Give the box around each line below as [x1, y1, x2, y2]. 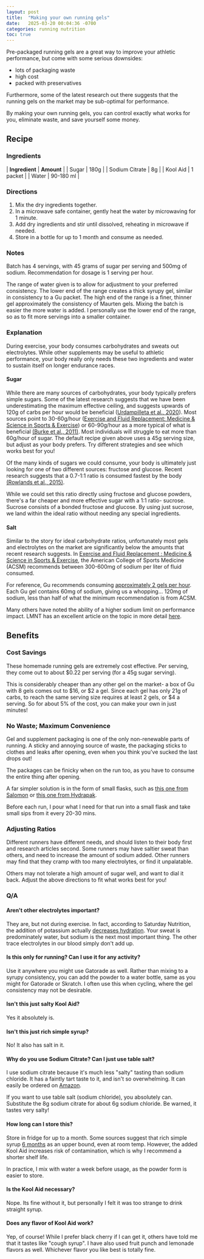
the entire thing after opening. [6, 773, 81, 780]
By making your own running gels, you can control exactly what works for [6, 110, 191, 117]
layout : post [6, 9, 39, 15]
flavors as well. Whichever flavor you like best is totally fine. [6, 1246, 156, 1253]
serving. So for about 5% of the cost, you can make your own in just [6, 700, 177, 707]
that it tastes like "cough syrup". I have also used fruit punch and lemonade [6, 1240, 194, 1247]
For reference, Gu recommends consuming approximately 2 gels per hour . [6, 581, 192, 589]
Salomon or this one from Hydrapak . [6, 791, 97, 799]
